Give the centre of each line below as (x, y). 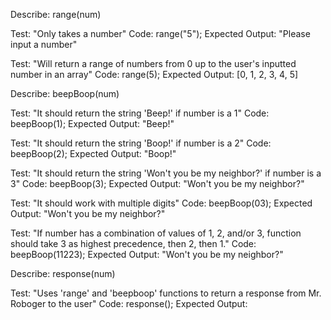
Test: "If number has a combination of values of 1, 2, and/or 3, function (156, 233)
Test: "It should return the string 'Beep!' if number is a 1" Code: (140, 113)
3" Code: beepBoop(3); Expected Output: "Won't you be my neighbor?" (157, 183)
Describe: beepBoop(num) (65, 93)
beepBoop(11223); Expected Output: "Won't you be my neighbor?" (147, 254)
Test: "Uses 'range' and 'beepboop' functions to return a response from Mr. (166, 293)
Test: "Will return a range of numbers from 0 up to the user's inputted (153, 63)
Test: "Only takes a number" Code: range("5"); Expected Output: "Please (160, 33)
